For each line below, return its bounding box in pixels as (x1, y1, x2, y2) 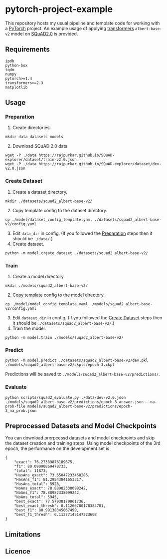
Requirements (5, 45, 50, 54)
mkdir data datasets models (5, 134, 64, 140)
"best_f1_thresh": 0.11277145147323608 (14, 512, 97, 517)
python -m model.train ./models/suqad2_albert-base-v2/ (5, 335, 124, 340)
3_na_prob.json (5, 408, 37, 413)
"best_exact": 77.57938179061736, (14, 499, 86, 504)
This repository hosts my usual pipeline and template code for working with (5, 20, 160, 26)
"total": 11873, (14, 468, 48, 473)
